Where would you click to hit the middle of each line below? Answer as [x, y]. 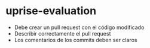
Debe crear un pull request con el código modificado [79, 27]
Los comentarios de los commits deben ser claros [76, 40]
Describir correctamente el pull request [62, 33]
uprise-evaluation [51, 11]
